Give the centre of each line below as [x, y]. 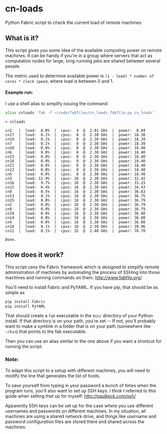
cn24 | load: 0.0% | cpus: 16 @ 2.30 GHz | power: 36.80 [75, 213]
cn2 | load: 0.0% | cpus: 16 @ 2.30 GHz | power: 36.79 [75, 205]
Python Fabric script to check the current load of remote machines [73, 22]
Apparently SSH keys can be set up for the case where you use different [79, 406]
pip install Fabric [25, 302]
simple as [15, 292]
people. [13, 66]
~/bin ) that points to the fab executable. [46, 332]
